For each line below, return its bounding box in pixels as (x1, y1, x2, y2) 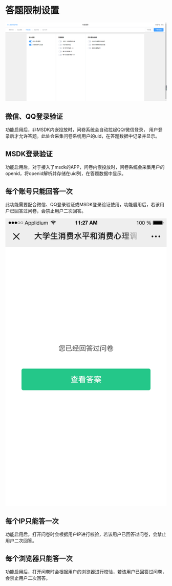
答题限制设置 (5, 5, 60, 16)
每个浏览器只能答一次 (5, 554, 73, 563)
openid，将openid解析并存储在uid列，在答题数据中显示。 (5, 170, 126, 177)
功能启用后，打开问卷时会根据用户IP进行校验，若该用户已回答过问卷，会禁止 (5, 531, 166, 537)
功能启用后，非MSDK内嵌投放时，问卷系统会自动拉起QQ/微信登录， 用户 (5, 126, 158, 133)
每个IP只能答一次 (5, 516, 59, 525)
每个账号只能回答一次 (5, 187, 73, 196)
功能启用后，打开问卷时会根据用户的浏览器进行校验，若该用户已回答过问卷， (5, 569, 167, 575)
